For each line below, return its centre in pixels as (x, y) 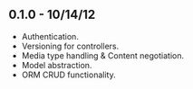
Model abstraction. (57, 65)
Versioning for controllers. (70, 46)
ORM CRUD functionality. (68, 75)
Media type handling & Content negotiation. (103, 55)
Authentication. (50, 36)
